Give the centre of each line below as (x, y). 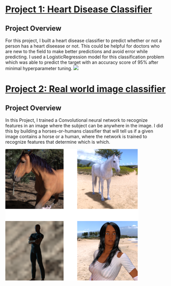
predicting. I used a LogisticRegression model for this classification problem (85, 57)
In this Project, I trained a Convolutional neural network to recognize (77, 120)
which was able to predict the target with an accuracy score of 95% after (82, 62)
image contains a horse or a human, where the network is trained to (76, 136)
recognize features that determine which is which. (58, 142)
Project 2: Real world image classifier (85, 89)
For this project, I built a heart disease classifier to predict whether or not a (83, 40)
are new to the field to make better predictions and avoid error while (77, 51)
